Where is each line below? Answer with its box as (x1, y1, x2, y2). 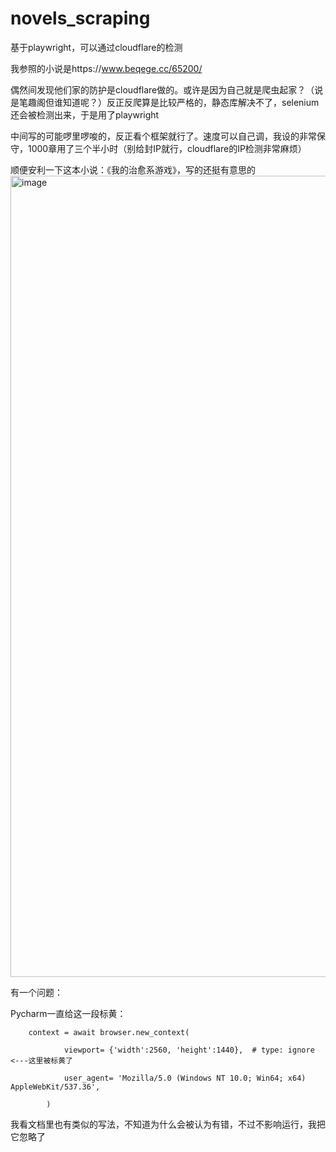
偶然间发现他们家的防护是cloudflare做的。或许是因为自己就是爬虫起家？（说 (10, 83, 324, 96)
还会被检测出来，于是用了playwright (10, 108, 160, 121)
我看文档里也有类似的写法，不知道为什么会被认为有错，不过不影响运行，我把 (10, 1118, 326, 1130)
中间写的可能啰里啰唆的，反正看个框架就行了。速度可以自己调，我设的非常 (10, 130, 317, 142)
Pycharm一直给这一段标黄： (10, 1007, 127, 1019)
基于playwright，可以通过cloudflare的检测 (10, 41, 183, 53)
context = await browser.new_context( (28, 1027, 190, 1037)
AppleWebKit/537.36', (10, 1082, 101, 1092)
